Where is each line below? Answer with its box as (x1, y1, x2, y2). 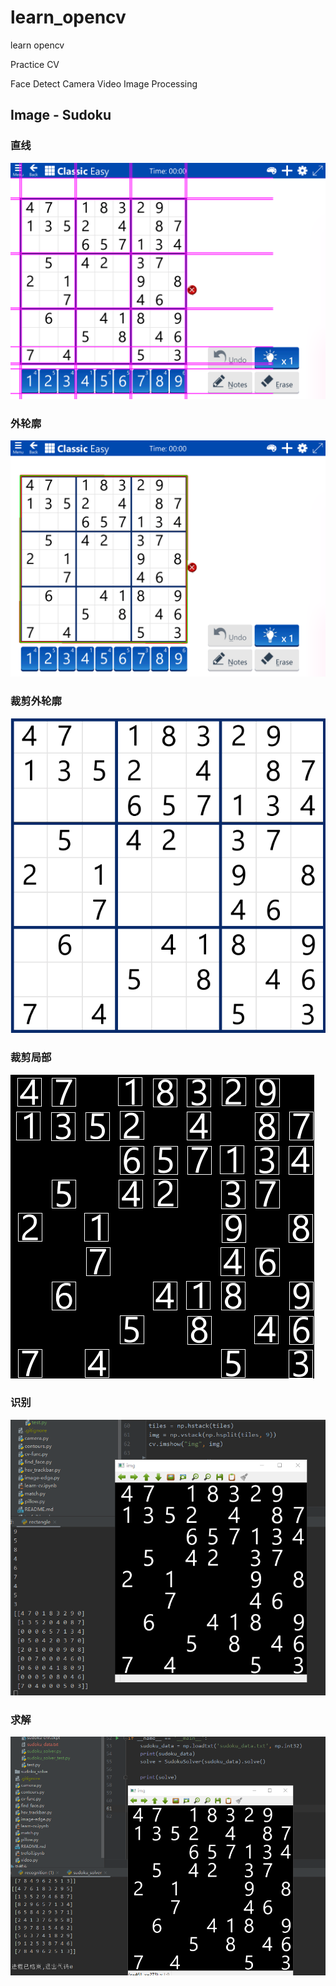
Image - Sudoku (10, 107, 112, 124)
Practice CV (10, 58, 60, 70)
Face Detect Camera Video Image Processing (10, 77, 198, 90)
